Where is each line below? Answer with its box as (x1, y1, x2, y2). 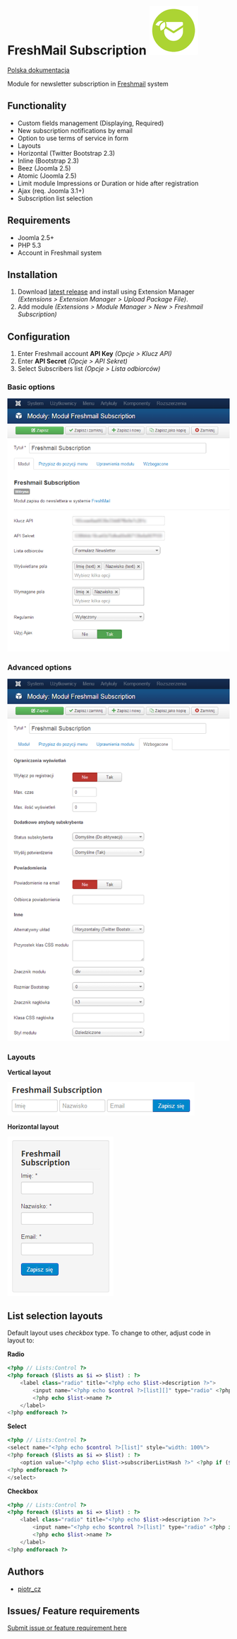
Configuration (7, 330, 71, 343)
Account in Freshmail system (17, 248, 102, 257)
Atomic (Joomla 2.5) (17, 171, 77, 180)
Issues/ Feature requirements (7, 1605, 140, 1617)
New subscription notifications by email (17, 126, 133, 134)
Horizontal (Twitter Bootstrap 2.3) (17, 149, 115, 157)
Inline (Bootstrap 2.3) (17, 156, 80, 165)
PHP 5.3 (17, 241, 42, 249)
